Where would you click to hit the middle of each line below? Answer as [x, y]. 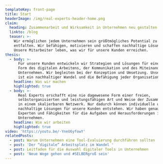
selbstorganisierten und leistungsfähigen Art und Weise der [81, 100]
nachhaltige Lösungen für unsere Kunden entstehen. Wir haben [82, 109]
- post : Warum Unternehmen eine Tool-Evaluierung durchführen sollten [82, 140]
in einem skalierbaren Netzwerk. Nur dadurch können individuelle [86, 104]
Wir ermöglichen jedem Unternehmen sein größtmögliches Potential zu [86, 41]
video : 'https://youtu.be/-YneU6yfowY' [45, 131]
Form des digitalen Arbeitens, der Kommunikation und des [78, 68]
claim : [12, 23]
